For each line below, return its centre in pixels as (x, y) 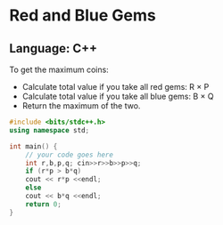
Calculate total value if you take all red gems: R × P (116, 87)
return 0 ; (44, 204)
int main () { (33, 146)
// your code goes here (70, 155)
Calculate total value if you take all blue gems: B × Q (118, 96)
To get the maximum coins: (59, 69)
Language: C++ (54, 48)
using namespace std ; (50, 130)
